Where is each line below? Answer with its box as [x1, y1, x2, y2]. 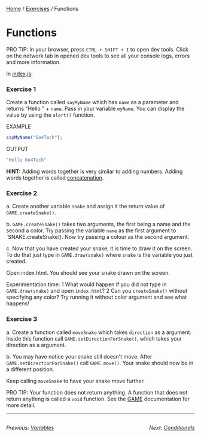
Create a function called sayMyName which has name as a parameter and [6, 99, 179, 106]
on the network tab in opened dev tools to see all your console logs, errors [6, 52, 190, 59]
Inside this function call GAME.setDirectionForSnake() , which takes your [6, 335, 182, 342]
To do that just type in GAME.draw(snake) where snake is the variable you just [6, 251, 193, 259]
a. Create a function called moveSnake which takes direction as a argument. [6, 329, 191, 336]
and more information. [6, 58, 61, 65]
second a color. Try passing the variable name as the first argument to [6, 227, 176, 234]
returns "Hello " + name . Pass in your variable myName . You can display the [6, 105, 185, 113]
